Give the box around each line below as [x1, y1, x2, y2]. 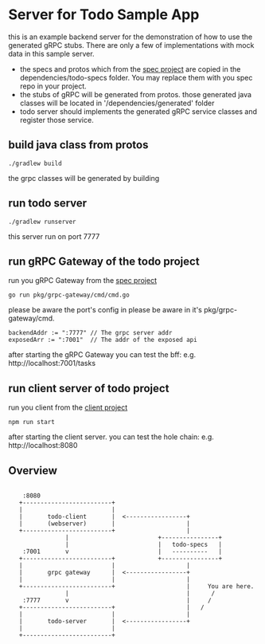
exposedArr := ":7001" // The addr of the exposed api [8, 336, 197, 344]
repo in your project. [19, 81, 88, 91]
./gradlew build [8, 159, 62, 167]
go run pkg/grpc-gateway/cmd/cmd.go [8, 291, 130, 300]
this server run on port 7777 [8, 231, 100, 241]
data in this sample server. [8, 49, 95, 58]
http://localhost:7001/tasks [8, 359, 96, 368]
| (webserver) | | [18, 520, 191, 528]
